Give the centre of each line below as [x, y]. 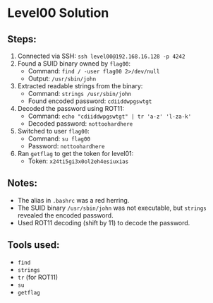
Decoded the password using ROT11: [71, 108]
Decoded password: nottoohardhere [80, 124]
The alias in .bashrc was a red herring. [73, 200]
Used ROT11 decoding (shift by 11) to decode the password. [104, 222]
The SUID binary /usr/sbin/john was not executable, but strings [112, 208]
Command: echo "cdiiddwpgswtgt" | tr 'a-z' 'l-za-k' [110, 116]
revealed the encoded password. [66, 215]
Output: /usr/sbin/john [62, 78]
